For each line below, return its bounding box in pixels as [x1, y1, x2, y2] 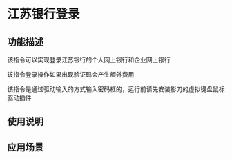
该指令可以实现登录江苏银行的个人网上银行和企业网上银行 [7, 56, 171, 64]
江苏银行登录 [7, 6, 81, 22]
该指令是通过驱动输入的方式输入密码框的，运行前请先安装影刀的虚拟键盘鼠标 [7, 85, 225, 93]
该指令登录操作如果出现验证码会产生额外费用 [7, 71, 135, 78]
